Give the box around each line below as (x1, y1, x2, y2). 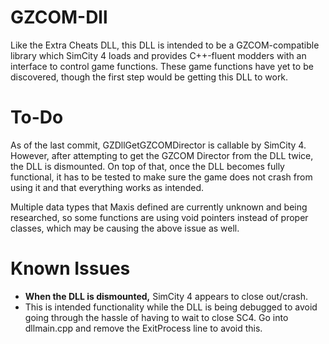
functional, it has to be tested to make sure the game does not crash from (10, 171, 313, 183)
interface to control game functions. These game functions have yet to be (10, 60, 314, 72)
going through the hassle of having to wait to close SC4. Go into (24, 311, 289, 323)
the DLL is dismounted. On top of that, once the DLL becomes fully (10, 160, 285, 172)
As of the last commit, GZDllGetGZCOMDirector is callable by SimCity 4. (10, 139, 307, 151)
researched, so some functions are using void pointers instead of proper (10, 211, 309, 223)
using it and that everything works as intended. (10, 181, 205, 193)
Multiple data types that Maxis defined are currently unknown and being (10, 201, 308, 213)
